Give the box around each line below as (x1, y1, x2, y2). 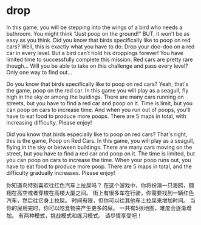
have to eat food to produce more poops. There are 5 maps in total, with (6, 112, 186, 120)
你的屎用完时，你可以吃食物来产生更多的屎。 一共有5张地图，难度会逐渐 (6, 204, 187, 212)
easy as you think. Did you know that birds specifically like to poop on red (6, 36, 191, 44)
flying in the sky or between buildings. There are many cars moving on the (6, 143, 192, 151)
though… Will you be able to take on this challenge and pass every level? (6, 62, 188, 70)
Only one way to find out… (6, 68, 73, 76)
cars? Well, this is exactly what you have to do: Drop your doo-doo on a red (6, 43, 195, 50)
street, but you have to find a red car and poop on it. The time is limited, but (6, 149, 196, 157)
